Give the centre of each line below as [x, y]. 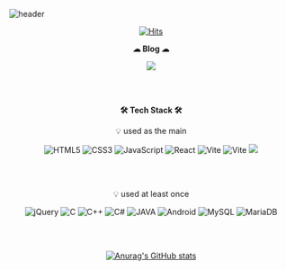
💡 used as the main [151, 131]
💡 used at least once [151, 194]
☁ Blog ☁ [151, 49]
